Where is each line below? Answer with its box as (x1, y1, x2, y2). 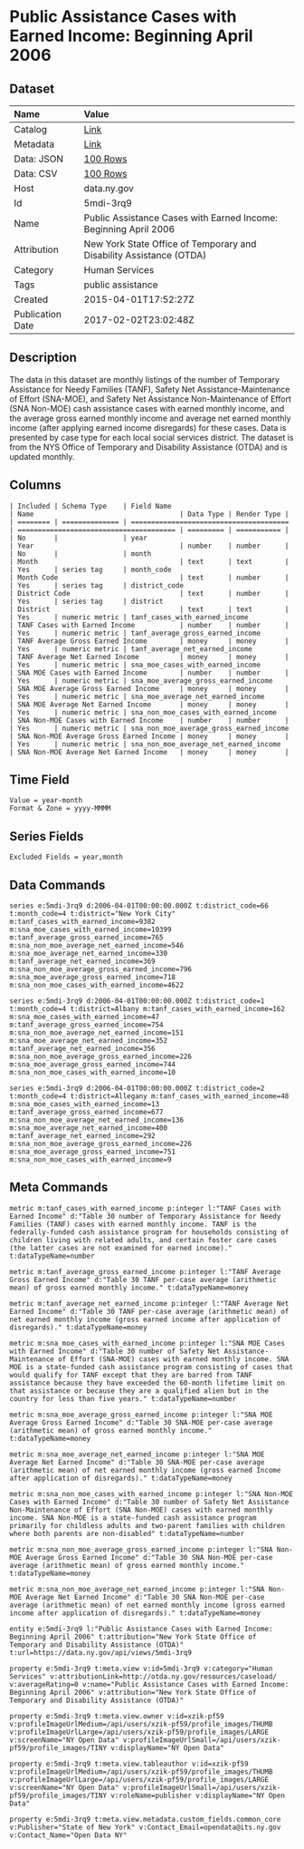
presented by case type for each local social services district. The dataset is (9, 432, 294, 443)
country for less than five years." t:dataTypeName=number (9, 1394, 237, 1403)
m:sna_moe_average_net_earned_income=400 (9, 1124, 168, 1133)
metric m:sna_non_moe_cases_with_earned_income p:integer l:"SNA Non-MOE (9, 1489, 294, 1498)
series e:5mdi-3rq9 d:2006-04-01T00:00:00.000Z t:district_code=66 (9, 901, 270, 910)
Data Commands (9, 877, 106, 892)
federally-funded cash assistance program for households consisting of (9, 1227, 290, 1237)
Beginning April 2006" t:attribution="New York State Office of (9, 1632, 257, 1641)
